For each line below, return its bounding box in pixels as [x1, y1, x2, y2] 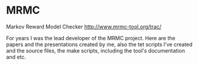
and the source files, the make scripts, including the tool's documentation [6, 47, 185, 54]
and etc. [6, 53, 27, 60]
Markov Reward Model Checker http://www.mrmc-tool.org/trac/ [6, 23, 161, 30]
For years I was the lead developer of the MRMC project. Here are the [6, 34, 176, 41]
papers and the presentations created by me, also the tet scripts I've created [6, 41, 193, 48]
